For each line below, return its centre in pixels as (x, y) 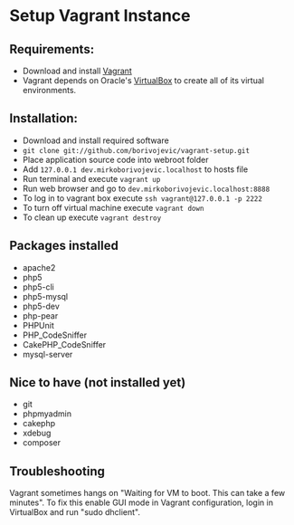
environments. (49, 90)
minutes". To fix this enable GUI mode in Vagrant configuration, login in (142, 502)
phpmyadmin (47, 414)
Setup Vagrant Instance (100, 16)
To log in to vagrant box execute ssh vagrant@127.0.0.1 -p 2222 (142, 198)
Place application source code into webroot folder (115, 159)
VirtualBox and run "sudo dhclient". (75, 512)
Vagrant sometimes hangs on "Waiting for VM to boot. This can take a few (147, 493)
